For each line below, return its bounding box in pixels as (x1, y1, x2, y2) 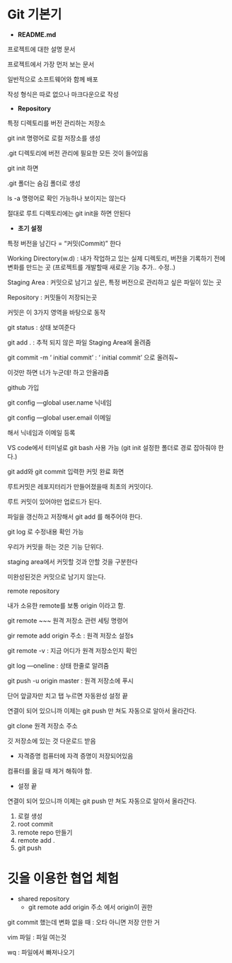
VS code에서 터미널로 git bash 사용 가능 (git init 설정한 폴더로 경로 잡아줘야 (7, 443, 217, 451)
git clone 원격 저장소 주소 (7, 721, 78, 730)
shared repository (17, 894, 70, 903)
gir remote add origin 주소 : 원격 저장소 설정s (7, 631, 134, 640)
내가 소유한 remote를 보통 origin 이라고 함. (7, 601, 126, 609)
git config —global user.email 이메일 (7, 413, 112, 422)
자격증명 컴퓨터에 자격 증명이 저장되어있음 (17, 751, 134, 760)
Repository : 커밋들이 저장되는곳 (7, 293, 98, 301)
